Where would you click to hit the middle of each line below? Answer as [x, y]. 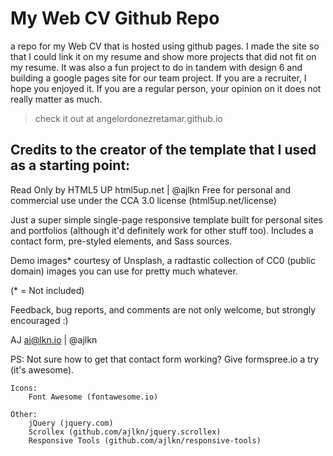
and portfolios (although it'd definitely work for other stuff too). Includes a [162, 230]
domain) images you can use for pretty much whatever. [124, 271]
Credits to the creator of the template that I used [163, 150]
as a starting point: [70, 165]
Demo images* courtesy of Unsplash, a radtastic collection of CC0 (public [163, 260]
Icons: [24, 388]
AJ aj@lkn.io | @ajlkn [54, 339]
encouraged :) [39, 320]
